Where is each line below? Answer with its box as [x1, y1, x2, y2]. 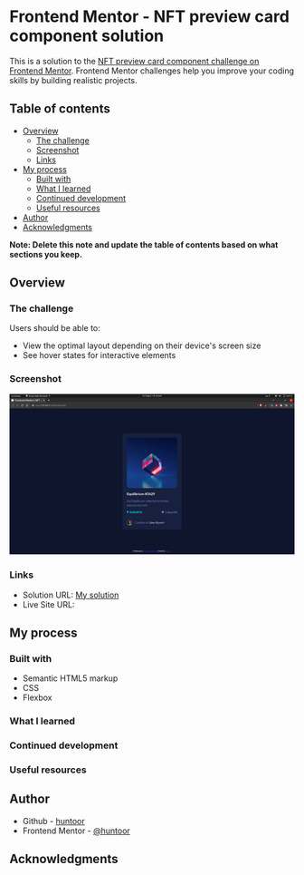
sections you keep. [9, 248, 83, 259]
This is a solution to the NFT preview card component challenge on [9, 55, 260, 66]
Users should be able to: [9, 323, 101, 334]
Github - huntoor [22, 815, 85, 826]
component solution [9, 25, 165, 46]
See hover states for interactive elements [22, 350, 176, 361]
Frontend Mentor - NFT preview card [9, 6, 290, 27]
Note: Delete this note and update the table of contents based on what [9, 238, 279, 250]
